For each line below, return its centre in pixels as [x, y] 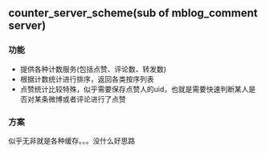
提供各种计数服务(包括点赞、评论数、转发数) [93, 69]
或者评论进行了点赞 [94, 99]
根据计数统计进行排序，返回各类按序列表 [87, 79]
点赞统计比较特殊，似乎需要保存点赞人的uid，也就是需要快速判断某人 [134, 89]
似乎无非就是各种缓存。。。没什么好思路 [72, 140]
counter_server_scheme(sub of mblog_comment [133, 13]
